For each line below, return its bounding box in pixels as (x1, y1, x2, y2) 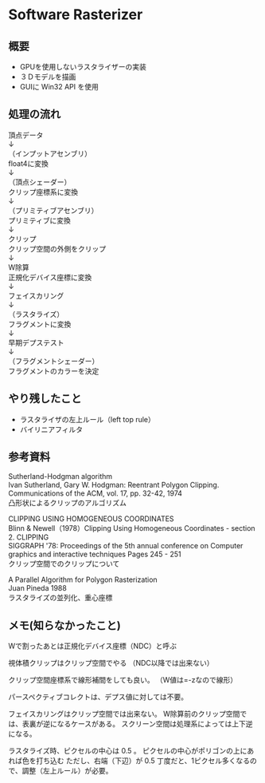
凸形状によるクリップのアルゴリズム (8, 498, 127, 508)
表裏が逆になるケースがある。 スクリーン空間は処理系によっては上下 (21, 719, 247, 729)
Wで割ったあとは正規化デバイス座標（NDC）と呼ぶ (8, 641, 177, 651)
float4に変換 (8, 158, 49, 168)
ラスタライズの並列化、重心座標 (8, 593, 113, 603)
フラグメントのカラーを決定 (8, 366, 99, 376)
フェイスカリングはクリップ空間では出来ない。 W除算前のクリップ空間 (8, 709, 240, 719)
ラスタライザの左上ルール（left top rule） (19, 414, 155, 424)
